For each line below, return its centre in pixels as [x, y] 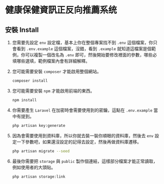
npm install [24, 100]
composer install [30, 81]
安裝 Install [22, 30]
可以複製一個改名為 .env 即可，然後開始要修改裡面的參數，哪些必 [91, 55]
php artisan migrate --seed [41, 151]
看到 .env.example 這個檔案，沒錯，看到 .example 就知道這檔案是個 [84, 49]
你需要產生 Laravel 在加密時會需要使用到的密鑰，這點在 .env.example [82, 110]
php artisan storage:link [39, 177]
